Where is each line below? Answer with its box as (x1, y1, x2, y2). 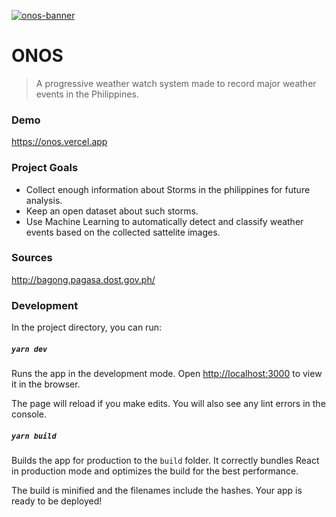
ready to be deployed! (11, 495, 103, 507)
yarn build (11, 431, 57, 441)
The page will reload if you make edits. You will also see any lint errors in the (11, 398, 326, 410)
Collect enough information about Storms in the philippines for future (25, 183, 311, 195)
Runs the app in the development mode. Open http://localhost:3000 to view (11, 368, 323, 380)
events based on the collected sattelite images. (25, 226, 221, 238)
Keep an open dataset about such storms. (25, 205, 199, 217)
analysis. (25, 194, 63, 206)
